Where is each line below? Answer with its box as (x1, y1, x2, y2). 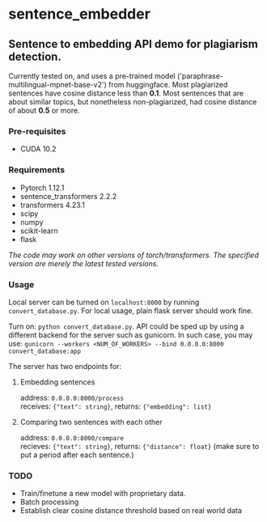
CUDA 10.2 (19, 144, 57, 154)
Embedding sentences (19, 377, 95, 387)
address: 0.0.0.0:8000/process (19, 393, 124, 402)
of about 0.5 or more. (8, 106, 80, 115)
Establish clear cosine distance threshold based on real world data (19, 506, 243, 516)
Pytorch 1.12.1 (19, 183, 65, 193)
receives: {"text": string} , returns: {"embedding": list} (19, 401, 212, 411)
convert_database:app (8, 347, 82, 355)
